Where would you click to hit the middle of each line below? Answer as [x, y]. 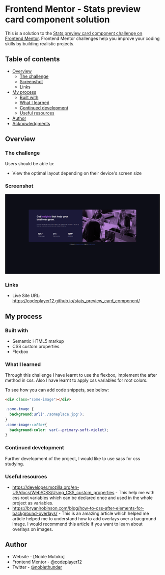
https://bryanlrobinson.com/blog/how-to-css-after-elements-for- [78, 508]
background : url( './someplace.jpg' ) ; [47, 414]
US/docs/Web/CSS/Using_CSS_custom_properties [63, 492]
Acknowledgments [31, 123]
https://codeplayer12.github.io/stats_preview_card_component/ [76, 301]
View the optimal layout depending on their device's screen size [77, 173]
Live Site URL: [26, 296]
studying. [15, 464]
